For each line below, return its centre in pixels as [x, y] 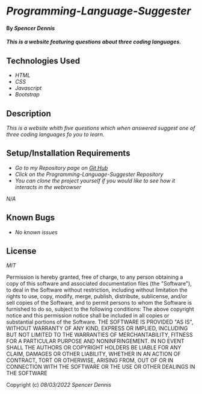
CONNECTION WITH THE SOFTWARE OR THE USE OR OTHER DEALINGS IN [101, 367]
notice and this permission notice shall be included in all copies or [88, 316]
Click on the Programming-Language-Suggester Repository [89, 174]
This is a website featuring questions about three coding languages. [94, 42]
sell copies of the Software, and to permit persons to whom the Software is [99, 303]
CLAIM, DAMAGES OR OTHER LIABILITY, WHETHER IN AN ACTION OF [94, 354]
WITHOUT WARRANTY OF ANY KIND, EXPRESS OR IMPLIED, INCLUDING [97, 328]
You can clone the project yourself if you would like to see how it [95, 180]
